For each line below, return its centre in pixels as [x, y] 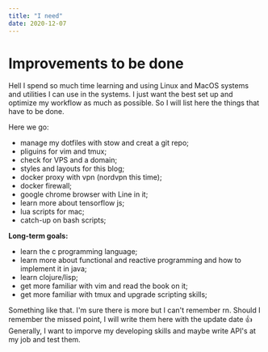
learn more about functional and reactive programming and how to [131, 261]
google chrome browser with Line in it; [84, 194]
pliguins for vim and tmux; [63, 151]
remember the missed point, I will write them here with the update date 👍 [130, 320]
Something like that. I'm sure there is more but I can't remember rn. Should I [134, 310]
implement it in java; [53, 269]
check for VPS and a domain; [69, 160]
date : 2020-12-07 [38, 23]
